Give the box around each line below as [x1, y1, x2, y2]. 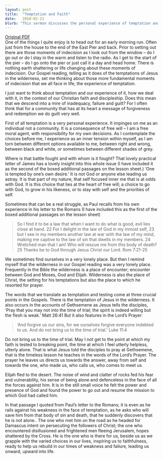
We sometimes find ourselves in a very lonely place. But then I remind [5, 256, 145, 262]
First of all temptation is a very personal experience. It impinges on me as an [5, 120, 158, 126]
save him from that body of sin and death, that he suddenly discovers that [5, 412, 153, 418]
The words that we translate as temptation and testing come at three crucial [5, 292, 157, 298]
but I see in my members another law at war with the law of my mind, [16, 231, 155, 237]
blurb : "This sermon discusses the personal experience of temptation [5, 20, 151, 26]
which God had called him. [5, 393, 58, 399]
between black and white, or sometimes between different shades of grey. [5, 146, 154, 152]
